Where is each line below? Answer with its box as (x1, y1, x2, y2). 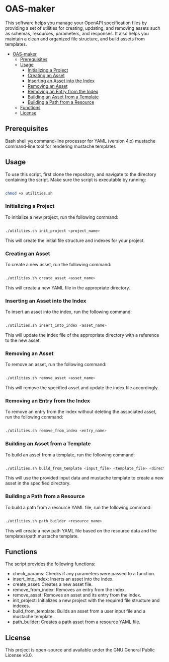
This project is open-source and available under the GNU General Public (5, 647, 155, 653)
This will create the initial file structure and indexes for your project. (5, 237, 145, 244)
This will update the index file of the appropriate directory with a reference (5, 332, 159, 338)
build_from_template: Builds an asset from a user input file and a (12, 608, 146, 614)
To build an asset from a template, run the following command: (5, 452, 135, 458)
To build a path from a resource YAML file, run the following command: (5, 504, 152, 510)
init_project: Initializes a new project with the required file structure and (12, 597, 160, 604)
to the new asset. (5, 337, 41, 343)
